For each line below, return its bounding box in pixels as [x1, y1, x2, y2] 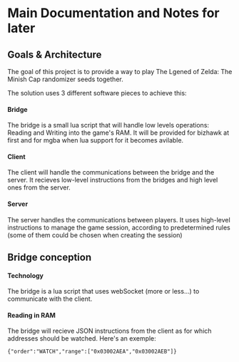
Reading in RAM [7, 311, 56, 319]
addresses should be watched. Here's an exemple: [7, 334, 157, 343]
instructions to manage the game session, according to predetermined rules [7, 223, 230, 232]
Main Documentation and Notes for [7, 5, 220, 21]
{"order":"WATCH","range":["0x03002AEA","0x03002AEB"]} [7, 348, 177, 356]
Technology [7, 271, 44, 279]
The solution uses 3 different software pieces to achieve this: [7, 89, 187, 97]
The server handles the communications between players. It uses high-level [7, 215, 230, 224]
